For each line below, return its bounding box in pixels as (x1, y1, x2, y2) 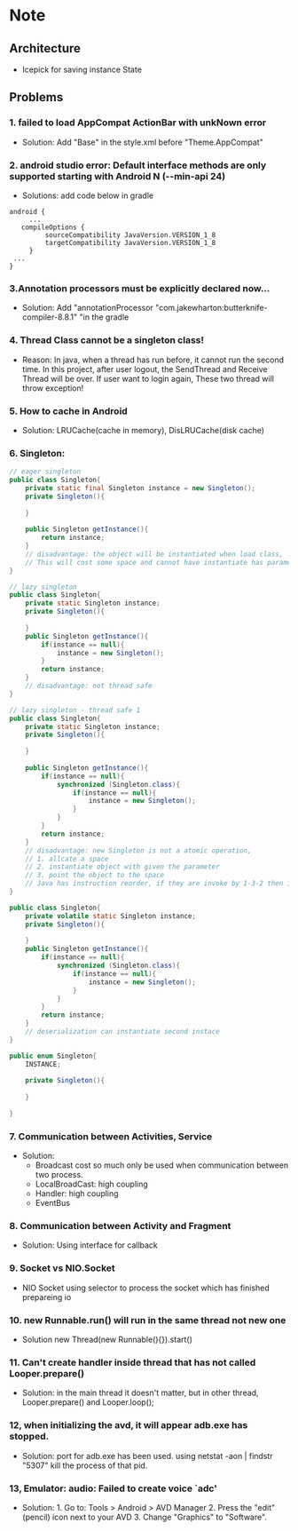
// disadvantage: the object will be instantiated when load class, (25, 550, 284, 559)
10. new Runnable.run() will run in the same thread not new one (9, 1313, 286, 1326)
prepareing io (21, 1291, 72, 1302)
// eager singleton (9, 467, 82, 476)
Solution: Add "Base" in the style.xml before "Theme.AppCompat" (21, 137, 263, 147)
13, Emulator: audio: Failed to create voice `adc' (9, 1482, 217, 1495)
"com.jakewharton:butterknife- (154, 303, 268, 313)
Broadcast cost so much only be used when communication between (35, 1160, 289, 1170)
